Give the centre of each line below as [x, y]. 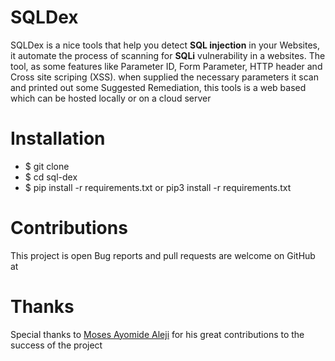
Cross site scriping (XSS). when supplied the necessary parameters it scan [164, 77]
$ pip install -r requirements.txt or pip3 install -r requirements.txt [158, 187]
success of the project [56, 345]
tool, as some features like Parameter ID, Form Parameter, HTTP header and [166, 66]
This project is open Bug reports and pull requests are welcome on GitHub [163, 255]
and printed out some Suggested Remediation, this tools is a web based [158, 87]
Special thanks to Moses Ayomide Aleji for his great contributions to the [157, 334]
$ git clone [47, 166]
